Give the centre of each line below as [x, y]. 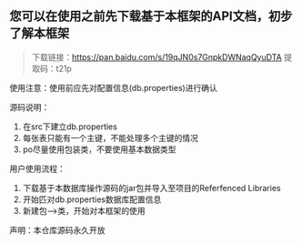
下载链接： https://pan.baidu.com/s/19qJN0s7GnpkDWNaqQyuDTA [156, 56]
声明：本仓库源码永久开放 [57, 229]
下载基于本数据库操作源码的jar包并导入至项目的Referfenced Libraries [151, 188]
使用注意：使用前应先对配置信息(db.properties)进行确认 [114, 87]
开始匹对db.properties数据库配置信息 [92, 199]
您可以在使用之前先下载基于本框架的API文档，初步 [151, 16]
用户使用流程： [37, 168]
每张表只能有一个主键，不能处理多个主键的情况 [110, 137]
